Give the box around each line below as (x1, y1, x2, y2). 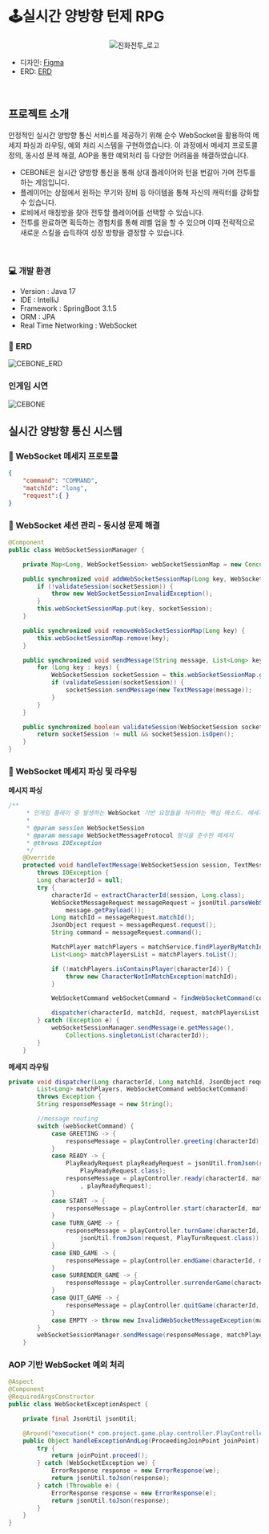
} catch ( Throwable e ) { (37, 1481, 120, 1490)
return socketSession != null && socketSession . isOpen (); (37, 730, 235, 739)
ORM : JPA (19, 312, 56, 322)
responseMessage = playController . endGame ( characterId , (65, 1256, 256, 1265)
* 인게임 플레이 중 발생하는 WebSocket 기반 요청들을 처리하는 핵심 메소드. (26, 809, 244, 818)
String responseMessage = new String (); (37, 1100, 174, 1108)
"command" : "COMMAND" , (22, 477, 98, 485)
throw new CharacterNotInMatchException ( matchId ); (65, 973, 239, 981)
